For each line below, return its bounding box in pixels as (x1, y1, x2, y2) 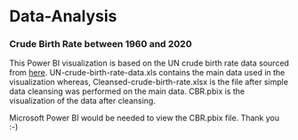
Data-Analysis (9, 6, 117, 27)
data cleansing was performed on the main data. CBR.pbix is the (9, 86, 246, 97)
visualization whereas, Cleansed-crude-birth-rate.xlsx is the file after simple (9, 77, 289, 88)
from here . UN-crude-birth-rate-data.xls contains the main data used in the (9, 67, 286, 78)
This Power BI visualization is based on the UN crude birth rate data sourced (9, 58, 289, 68)
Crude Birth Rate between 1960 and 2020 (9, 38, 193, 51)
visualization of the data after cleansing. (9, 96, 156, 106)
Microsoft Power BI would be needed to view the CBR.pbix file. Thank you (9, 113, 280, 123)
